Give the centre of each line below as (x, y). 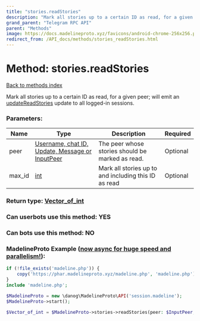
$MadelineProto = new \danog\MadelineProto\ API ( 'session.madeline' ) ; (94, 296)
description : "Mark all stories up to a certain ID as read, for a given (100, 17)
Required (178, 134)
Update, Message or (63, 151)
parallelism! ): (26, 256)
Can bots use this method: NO (51, 233)
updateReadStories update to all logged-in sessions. (71, 103)
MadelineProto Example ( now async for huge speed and (89, 248)
